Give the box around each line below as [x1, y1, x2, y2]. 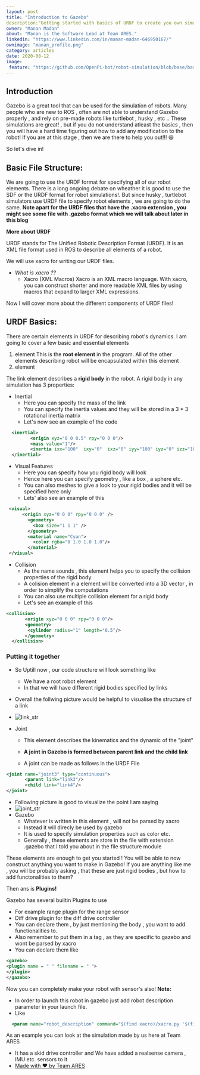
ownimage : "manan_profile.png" [6, 42, 84, 48]
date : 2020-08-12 [6, 53, 49, 59]
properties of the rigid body [23, 574, 92, 581]
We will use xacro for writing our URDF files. [6, 258, 114, 264]
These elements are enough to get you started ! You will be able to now [6, 854, 181, 862]
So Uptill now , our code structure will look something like [14, 666, 156, 673]
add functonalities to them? [6, 873, 73, 881]
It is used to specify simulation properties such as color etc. [23, 830, 171, 838]
